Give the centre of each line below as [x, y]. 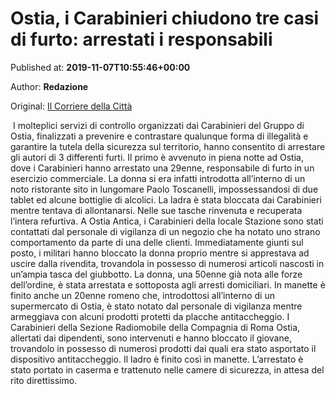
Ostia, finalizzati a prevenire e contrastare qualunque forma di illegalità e [159, 136]
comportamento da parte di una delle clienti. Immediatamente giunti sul [157, 242]
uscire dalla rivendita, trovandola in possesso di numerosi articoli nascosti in [167, 263]
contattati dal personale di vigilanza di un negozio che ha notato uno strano [165, 231]
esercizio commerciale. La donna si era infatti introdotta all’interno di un [158, 178]
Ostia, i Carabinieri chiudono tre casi [165, 18]
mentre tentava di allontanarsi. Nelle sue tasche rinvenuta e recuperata [156, 210]
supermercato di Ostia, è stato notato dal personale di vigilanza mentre [156, 306]
